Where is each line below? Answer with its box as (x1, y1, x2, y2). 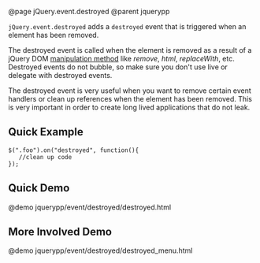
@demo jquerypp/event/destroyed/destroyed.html (8, 202, 172, 212)
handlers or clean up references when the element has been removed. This (8, 94, 252, 103)
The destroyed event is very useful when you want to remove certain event (8, 86, 252, 95)
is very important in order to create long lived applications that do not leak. (8, 102, 251, 112)
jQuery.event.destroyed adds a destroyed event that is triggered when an (8, 22, 247, 31)
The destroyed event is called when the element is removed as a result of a (8, 46, 252, 54)
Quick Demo (8, 181, 70, 195)
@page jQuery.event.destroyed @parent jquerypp (8, 7, 170, 16)
